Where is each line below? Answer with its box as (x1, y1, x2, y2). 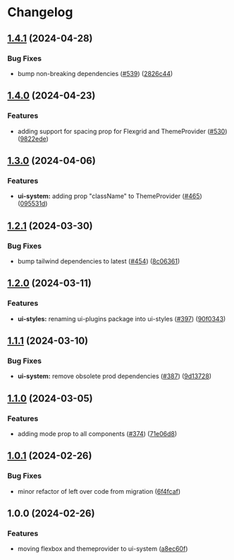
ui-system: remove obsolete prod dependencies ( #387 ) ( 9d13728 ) (17, 372, 212, 380)
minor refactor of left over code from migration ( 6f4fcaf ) (17, 487, 181, 495)
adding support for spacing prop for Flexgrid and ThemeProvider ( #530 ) (17, 127, 228, 135)
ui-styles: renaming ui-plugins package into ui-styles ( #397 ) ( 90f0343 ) (17, 314, 226, 323)
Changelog (7, 4, 73, 20)
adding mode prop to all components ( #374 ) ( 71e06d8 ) (17, 430, 178, 437)
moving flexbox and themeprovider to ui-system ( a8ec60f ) (17, 545, 188, 553)
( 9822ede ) (17, 135, 49, 143)
